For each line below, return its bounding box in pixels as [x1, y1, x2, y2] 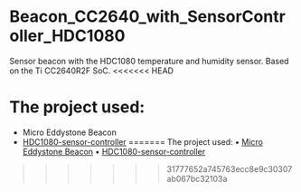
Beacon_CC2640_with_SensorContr [9, 6, 287, 27]
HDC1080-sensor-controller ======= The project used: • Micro [22, 136, 264, 147]
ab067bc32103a [166, 173, 228, 184]
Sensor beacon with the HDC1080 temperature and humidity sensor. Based [9, 55, 289, 66]
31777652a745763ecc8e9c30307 [166, 163, 293, 174]
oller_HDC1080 [9, 25, 126, 46]
